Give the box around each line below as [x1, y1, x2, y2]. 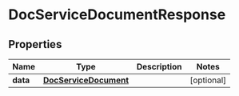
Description [136, 62, 182, 72]
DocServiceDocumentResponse [8, 6, 226, 24]
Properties [8, 38, 62, 51]
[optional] [189, 74, 227, 86]
